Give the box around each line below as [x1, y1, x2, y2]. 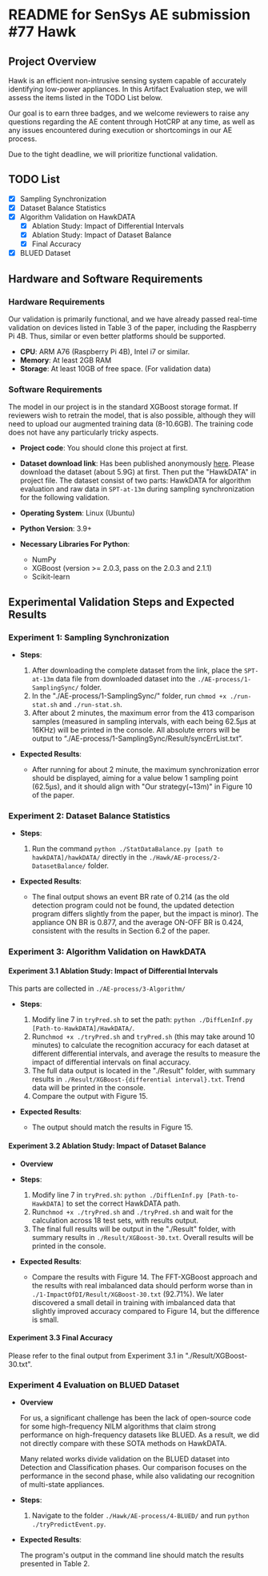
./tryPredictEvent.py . [31, 1519, 106, 1529]
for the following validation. [19, 493, 110, 503]
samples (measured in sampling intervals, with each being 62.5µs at [31, 716, 257, 726]
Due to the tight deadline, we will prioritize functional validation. [8, 150, 218, 159]
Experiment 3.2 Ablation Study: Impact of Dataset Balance [8, 1141, 206, 1150]
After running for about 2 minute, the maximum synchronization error [31, 764, 260, 774]
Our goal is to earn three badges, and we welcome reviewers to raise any [8, 108, 250, 118]
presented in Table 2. [19, 1559, 90, 1569]
